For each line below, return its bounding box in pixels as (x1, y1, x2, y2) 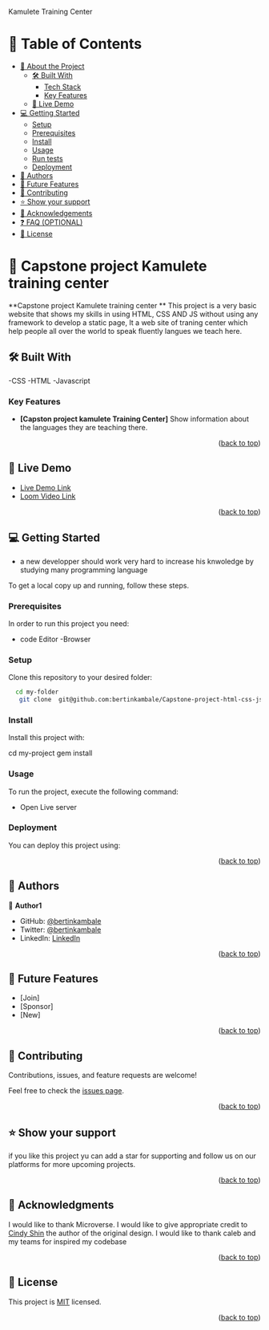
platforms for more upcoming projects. (8, 1160, 136, 1169)
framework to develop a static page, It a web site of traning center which (8, 317, 248, 327)
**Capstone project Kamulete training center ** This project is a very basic (8, 300, 258, 310)
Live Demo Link (19, 482, 71, 492)
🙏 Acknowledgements (19, 208, 93, 218)
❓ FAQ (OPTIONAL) (19, 217, 83, 227)
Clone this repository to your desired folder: (8, 673, 153, 682)
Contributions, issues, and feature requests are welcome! (8, 1071, 198, 1080)
